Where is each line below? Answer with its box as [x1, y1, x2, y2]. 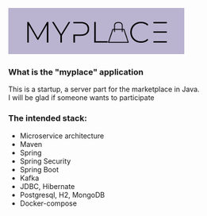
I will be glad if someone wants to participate [8, 93, 155, 102]
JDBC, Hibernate [19, 181, 75, 191]
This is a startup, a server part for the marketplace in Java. [8, 84, 200, 94]
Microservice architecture [19, 131, 105, 141]
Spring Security [19, 156, 71, 166]
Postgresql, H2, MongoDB [19, 190, 105, 199]
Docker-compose [19, 199, 78, 208]
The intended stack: [8, 113, 87, 124]
